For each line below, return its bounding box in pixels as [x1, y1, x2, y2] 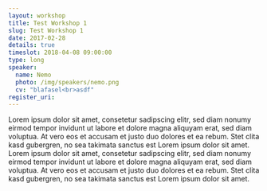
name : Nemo [15, 71, 52, 79]
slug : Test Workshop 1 [8, 26, 84, 34]
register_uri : [8, 93, 56, 101]
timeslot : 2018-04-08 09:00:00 [8, 49, 112, 57]
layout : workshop [8, 11, 66, 20]
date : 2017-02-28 [8, 33, 66, 42]
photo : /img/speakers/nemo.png [15, 78, 120, 86]
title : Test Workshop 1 [8, 19, 88, 27]
